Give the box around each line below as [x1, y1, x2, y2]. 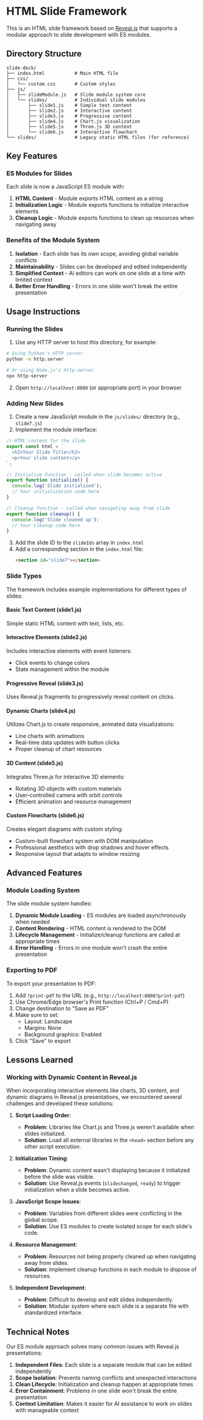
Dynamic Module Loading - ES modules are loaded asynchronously [15, 911, 187, 919]
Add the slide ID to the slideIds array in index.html [15, 539, 144, 546]
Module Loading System [6, 886, 80, 895]
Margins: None [24, 1024, 62, 1031]
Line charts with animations [15, 733, 85, 740]
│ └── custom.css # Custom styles [6, 81, 116, 87]
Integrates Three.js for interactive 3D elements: [6, 773, 125, 780]
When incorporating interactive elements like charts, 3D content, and [6, 1087, 180, 1094]
